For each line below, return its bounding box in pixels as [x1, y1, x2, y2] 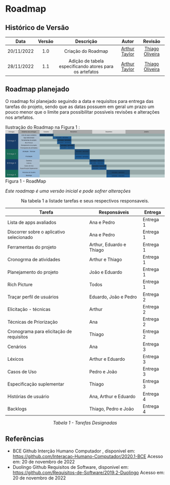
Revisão [143, 38, 160, 44]
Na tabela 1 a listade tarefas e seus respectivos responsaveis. [21, 198, 149, 204]
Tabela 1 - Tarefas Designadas [53, 420, 117, 426]
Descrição [75, 38, 98, 44]
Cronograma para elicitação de [7, 328, 72, 335]
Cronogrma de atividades [7, 257, 61, 263]
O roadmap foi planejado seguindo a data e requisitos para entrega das [5, 98, 154, 105]
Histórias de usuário [7, 394, 50, 400]
